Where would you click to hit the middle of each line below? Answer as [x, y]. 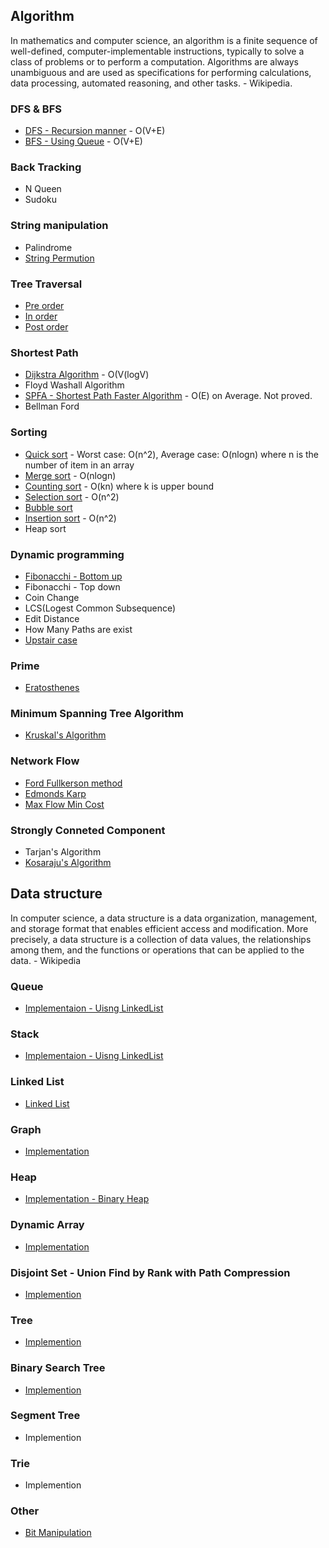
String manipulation [59, 226]
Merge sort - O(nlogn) [70, 475]
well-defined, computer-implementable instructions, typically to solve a [157, 51]
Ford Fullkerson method [73, 783]
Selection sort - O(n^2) [72, 496]
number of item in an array [79, 465]
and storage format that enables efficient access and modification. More [159, 928]
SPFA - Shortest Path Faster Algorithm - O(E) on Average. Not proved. [168, 396]
